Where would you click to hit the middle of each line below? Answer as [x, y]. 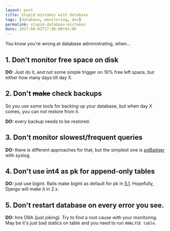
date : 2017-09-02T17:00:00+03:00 [41, 29]
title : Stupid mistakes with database [47, 15]
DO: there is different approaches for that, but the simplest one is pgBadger [85, 150]
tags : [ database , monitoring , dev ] [43, 19]
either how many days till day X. [39, 77]
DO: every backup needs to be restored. [48, 121]
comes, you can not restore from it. [42, 111]
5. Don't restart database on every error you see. [85, 205]
